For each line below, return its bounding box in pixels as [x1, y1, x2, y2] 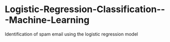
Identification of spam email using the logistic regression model [5, 31, 138, 37]
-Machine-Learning [5, 14, 90, 26]
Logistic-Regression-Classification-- [5, 4, 165, 15]
